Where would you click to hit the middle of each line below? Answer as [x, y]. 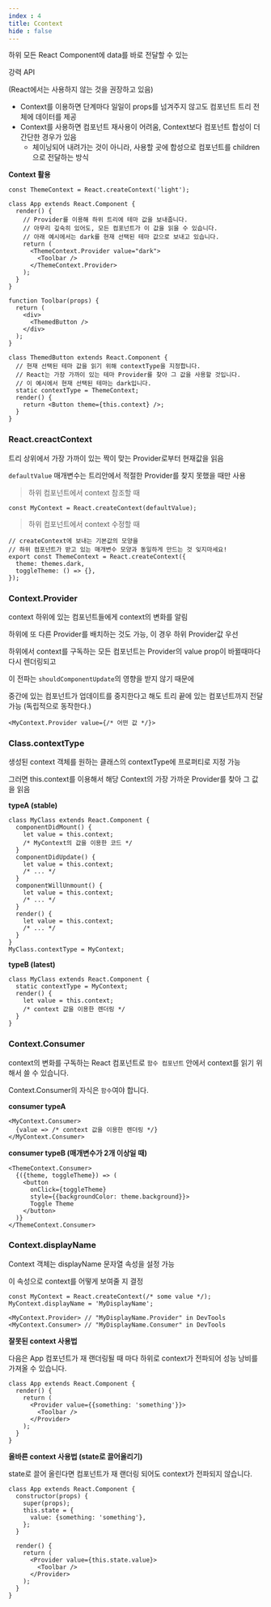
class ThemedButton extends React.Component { [88, 358]
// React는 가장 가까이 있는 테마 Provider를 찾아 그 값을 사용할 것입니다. [128, 375]
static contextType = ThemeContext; [77, 391]
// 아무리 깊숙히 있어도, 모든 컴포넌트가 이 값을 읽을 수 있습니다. [121, 229]
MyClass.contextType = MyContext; [67, 949]
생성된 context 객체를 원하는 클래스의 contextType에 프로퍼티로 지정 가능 [125, 762]
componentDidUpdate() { [55, 857]
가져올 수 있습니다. [38, 1368]
